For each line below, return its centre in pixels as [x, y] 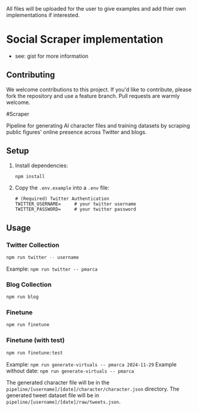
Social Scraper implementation [85, 39]
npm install [30, 176]
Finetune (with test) [35, 341]
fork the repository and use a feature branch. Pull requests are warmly [93, 96]
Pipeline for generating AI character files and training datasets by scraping [98, 125]
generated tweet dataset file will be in [53, 395]
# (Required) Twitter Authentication [62, 199]
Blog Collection [29, 284]
